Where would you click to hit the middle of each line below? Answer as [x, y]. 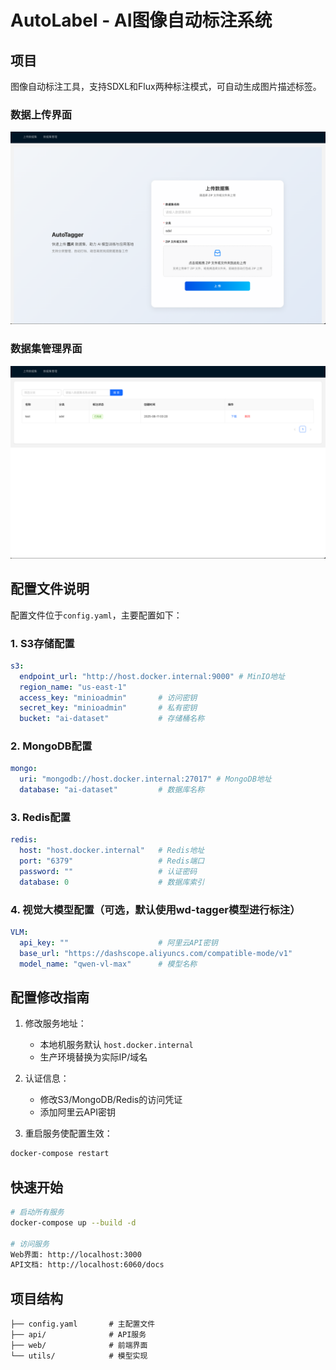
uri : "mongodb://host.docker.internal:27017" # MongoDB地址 [145, 779]
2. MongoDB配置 [51, 746]
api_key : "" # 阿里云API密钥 [118, 942]
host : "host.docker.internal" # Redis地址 [112, 851]
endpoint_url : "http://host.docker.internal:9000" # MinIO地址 [152, 676]
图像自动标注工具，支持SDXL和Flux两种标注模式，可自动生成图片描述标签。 [166, 86]
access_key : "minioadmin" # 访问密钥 [108, 697]
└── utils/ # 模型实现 [79, 1356]
